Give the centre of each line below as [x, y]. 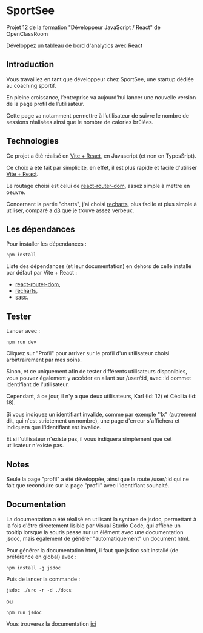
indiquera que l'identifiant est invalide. [54, 427]
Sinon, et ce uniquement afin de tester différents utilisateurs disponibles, [97, 372]
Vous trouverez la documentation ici [51, 624]
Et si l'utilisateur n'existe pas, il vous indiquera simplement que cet [89, 439]
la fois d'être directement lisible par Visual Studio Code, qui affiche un [93, 526]
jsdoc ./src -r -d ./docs [39, 590]
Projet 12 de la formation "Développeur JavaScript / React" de [83, 27]
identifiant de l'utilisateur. [38, 384]
